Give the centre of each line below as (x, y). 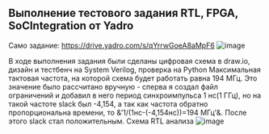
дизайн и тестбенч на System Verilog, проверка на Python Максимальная (134, 69)
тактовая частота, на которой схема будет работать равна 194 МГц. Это (133, 78)
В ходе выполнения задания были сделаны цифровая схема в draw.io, (129, 61)
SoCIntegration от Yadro (71, 26)
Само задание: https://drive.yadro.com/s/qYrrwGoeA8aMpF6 (112, 45)
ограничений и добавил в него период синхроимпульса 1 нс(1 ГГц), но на (135, 95)
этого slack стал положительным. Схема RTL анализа (101, 121)
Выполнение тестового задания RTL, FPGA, (123, 13)
